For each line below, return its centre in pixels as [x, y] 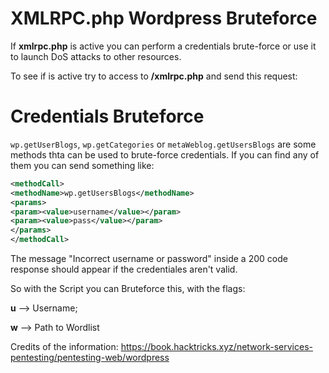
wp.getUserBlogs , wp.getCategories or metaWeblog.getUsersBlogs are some [163, 144]
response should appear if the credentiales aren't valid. [124, 269]
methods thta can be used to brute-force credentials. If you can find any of [165, 154]
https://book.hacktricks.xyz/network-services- [216, 346]
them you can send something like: [82, 165]
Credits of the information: [64, 346]
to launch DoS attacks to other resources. [96, 56]
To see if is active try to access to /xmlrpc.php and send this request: [154, 76]
